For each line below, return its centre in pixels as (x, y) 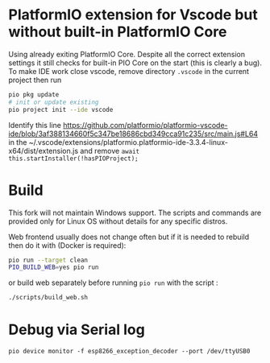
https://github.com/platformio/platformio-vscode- (145, 125)
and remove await (110, 151)
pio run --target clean (48, 260)
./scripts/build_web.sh (48, 298)
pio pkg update (34, 94)
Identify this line (35, 125)
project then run (35, 80)
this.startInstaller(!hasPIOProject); (73, 159)
